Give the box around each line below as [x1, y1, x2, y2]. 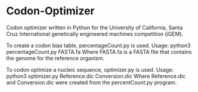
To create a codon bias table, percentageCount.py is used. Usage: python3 [6, 42, 191, 49]
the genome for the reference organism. [6, 54, 104, 62]
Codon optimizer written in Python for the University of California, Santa [6, 24, 183, 31]
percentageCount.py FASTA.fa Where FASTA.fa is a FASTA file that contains [6, 48, 192, 55]
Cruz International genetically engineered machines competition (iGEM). [6, 30, 184, 37]
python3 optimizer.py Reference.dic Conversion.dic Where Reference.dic [6, 72, 186, 79]
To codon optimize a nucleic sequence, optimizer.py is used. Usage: [6, 66, 174, 73]
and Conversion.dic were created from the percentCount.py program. [6, 79, 177, 86]
